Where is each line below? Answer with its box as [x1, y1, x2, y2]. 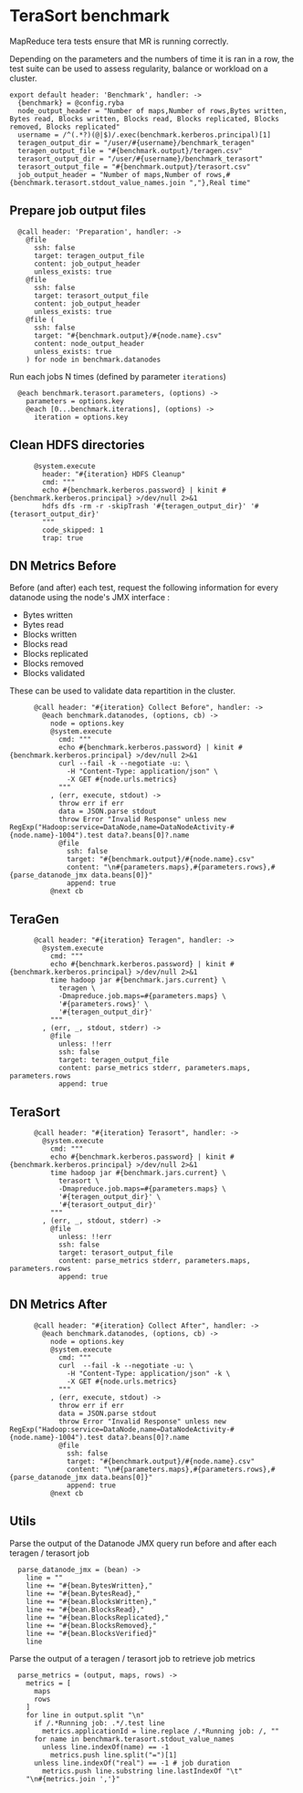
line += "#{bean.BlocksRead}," [26, 1605, 145, 1614]
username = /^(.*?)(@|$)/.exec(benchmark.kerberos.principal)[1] [17, 130, 272, 140]
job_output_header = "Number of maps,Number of [17, 170, 203, 179]
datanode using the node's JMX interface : [9, 592, 171, 603]
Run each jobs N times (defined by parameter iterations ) [9, 370, 226, 381]
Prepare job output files [9, 203, 146, 219]
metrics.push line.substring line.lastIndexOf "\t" [42, 1767, 244, 1776]
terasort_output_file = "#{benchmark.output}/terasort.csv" [17, 162, 251, 172]
